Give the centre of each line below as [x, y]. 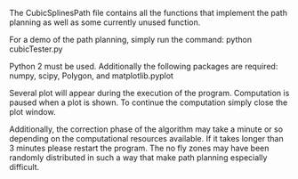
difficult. [24, 167]
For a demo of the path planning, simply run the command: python [130, 40]
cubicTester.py [36, 49]
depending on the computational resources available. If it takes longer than [146, 138]
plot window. [32, 112]
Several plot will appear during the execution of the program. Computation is [149, 93]
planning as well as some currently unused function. [105, 22]
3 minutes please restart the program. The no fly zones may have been [139, 148]
